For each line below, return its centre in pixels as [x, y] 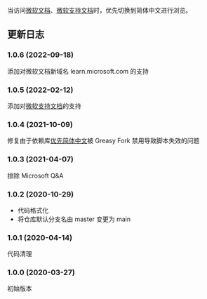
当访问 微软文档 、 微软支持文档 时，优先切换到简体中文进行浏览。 [99, 10]
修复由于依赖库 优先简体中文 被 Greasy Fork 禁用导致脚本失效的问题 [103, 141]
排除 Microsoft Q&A [35, 175]
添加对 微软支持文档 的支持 [44, 106]
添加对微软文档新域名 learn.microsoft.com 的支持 [78, 71]
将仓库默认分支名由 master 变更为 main [74, 219]
